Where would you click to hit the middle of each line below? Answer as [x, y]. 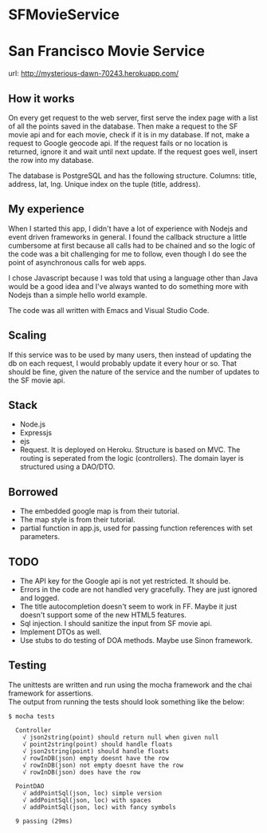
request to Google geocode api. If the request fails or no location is [118, 143]
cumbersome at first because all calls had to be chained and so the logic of [132, 245]
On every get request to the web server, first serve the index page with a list [133, 117]
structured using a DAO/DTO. [67, 467]
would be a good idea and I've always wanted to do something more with [128, 286]
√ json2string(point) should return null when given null [121, 737]
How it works [41, 99]
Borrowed [33, 492]
